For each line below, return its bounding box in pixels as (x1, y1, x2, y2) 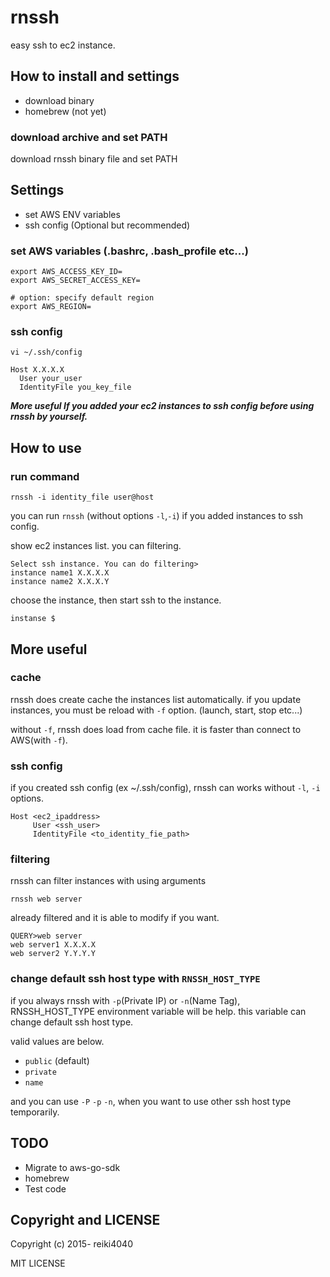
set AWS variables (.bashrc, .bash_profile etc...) (10, 244, 249, 258)
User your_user (19, 374, 83, 384)
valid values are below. (10, 1035, 105, 1047)
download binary (24, 94, 95, 106)
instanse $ (10, 614, 56, 624)
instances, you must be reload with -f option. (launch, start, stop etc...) (10, 704, 303, 716)
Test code (24, 1182, 67, 1195)
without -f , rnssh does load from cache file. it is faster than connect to (10, 723, 302, 735)
